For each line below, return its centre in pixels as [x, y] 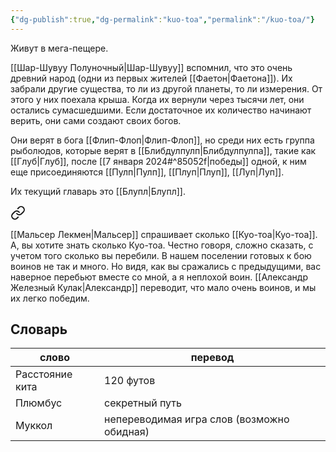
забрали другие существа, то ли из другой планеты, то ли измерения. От [166, 88]
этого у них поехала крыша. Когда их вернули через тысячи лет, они [157, 99]
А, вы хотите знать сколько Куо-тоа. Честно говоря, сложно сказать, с [162, 245]
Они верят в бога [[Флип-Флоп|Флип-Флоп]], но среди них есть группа [162, 140]
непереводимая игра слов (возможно [197, 419]
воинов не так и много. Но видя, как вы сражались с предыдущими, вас [166, 266]
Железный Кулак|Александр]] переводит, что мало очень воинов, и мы [163, 287]
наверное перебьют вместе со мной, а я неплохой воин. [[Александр [159, 277]
